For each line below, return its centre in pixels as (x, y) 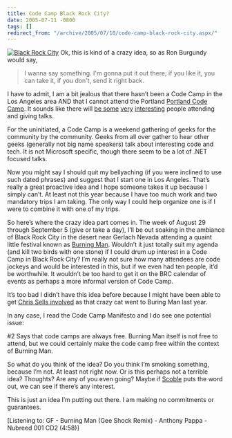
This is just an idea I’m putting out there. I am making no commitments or (110, 400)
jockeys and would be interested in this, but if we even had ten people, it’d (113, 266)
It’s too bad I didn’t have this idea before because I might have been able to (114, 295)
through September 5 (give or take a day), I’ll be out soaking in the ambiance (116, 230)
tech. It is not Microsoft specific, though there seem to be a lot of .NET (107, 152)
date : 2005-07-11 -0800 (41, 20)
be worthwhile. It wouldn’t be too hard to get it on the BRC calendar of (107, 274)
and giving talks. (30, 116)
